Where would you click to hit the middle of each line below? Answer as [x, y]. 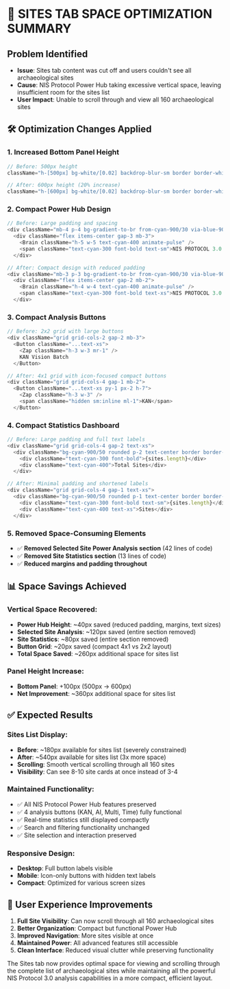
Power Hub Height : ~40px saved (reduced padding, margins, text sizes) [119, 625]
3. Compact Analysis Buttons [56, 317]
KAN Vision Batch [44, 357]
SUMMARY [39, 28]
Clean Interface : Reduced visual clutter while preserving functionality [115, 950]
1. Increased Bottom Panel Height [63, 152]
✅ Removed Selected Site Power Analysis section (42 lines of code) [115, 548]
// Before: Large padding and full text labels [76, 440]
